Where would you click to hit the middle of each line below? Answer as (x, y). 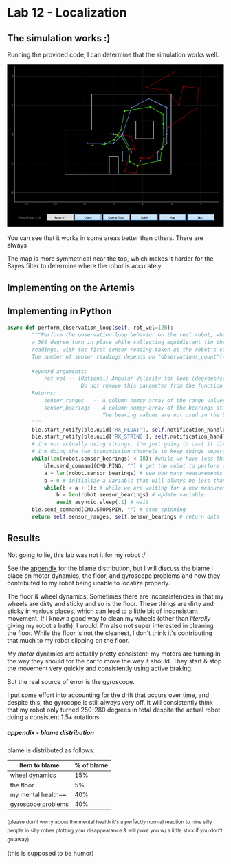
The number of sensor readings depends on (93, 356)
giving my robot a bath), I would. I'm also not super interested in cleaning (111, 625)
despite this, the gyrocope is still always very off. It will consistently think (110, 702)
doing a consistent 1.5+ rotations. (54, 717)
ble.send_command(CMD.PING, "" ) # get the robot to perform (132, 466)
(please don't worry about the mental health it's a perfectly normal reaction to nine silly (110, 822)
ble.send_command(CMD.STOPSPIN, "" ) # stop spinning (109, 510)
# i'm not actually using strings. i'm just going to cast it (123, 444)
